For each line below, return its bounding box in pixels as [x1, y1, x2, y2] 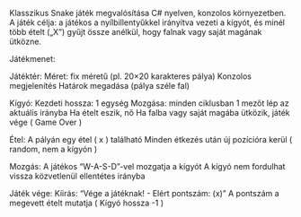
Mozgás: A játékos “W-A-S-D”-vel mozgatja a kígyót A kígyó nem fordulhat [9, 161, 286, 171]
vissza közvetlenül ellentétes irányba [9, 170, 146, 181]
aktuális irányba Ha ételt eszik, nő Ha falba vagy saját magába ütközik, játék [9, 108, 290, 117]
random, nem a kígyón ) [9, 143, 98, 154]
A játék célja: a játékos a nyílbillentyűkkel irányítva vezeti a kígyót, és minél [9, 17, 286, 28]
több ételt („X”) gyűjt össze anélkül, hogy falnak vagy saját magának [9, 27, 262, 37]
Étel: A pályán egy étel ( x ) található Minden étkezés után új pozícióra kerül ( [9, 135, 293, 144]
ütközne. [9, 36, 42, 47]
